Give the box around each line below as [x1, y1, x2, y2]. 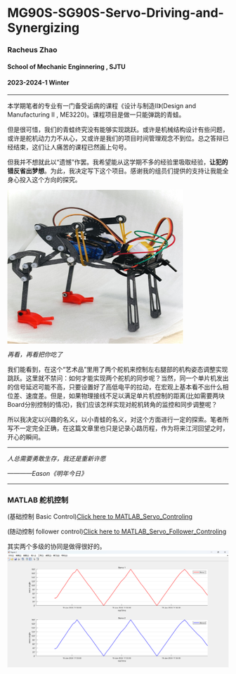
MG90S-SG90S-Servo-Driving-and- [7, 5, 225, 21]
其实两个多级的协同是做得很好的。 [7, 543, 106, 551]
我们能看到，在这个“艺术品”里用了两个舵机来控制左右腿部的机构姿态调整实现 [7, 365, 228, 373]
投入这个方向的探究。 [19, 175, 81, 183]
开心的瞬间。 [7, 432, 44, 441]
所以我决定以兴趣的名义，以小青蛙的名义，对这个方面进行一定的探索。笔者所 [7, 415, 229, 423]
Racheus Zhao [7, 45, 58, 55]
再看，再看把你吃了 [7, 350, 63, 358]
